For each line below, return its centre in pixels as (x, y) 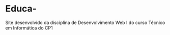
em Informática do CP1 (29, 27)
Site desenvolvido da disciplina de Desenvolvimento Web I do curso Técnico (85, 22)
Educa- (21, 9)
